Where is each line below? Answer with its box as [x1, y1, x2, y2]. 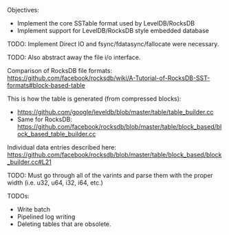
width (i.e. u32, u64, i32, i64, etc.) [7, 178, 103, 187]
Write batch [17, 205, 50, 213]
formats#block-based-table [7, 81, 86, 89]
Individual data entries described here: [7, 143, 117, 151]
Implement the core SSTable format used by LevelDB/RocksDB [17, 19, 195, 27]
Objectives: [7, 6, 39, 14]
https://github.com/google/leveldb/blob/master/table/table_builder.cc [17, 108, 214, 116]
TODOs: [7, 192, 30, 200]
